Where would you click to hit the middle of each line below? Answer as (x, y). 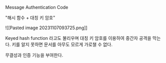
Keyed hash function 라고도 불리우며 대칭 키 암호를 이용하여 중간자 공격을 (78, 38)
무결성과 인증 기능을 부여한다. (34, 55)
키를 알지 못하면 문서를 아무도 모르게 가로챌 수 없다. (62, 44)
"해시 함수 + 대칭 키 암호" (30, 18)
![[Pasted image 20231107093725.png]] (46, 28)
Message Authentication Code (37, 7)
